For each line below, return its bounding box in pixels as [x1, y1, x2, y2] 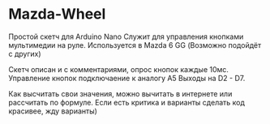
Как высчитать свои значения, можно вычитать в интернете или [8, 88, 233, 98]
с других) [8, 49, 42, 58]
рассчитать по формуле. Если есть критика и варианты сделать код [8, 97, 246, 107]
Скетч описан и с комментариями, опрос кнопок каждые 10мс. [8, 64, 229, 74]
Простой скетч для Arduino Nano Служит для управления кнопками [8, 32, 244, 41]
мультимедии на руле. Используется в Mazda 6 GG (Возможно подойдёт [8, 40, 262, 49]
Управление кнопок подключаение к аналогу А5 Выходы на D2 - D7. [8, 73, 246, 83]
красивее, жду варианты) [8, 106, 97, 116]
